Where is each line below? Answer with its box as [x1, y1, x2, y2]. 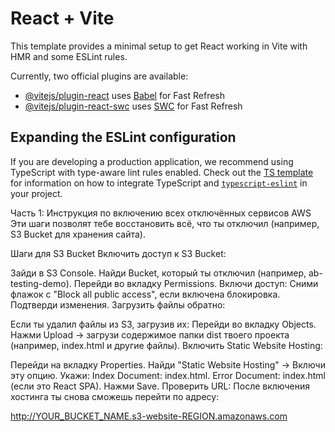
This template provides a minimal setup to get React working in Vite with [10, 40, 308, 52]
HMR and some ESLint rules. [10, 50, 128, 62]
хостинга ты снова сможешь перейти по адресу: [10, 390, 220, 402]
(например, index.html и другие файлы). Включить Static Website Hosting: [10, 339, 323, 351]
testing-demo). [10, 277, 72, 289]
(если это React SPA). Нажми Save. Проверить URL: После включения [10, 380, 311, 392]
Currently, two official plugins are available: [10, 70, 189, 82]
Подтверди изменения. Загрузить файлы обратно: [10, 298, 226, 311]
